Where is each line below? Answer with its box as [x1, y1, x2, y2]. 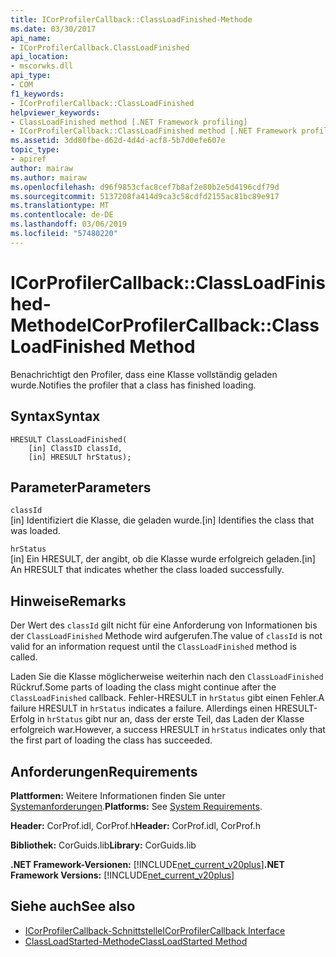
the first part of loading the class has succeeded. [10, 734, 213, 746]
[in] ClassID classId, [28, 443, 123, 453]
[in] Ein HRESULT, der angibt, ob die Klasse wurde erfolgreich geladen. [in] [10, 553, 316, 565]
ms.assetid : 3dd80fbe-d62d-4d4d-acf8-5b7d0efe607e [10, 136, 226, 146]
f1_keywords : [10, 89, 65, 99]
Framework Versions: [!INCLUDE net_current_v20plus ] [10, 869, 235, 881]
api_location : [10, 52, 70, 62]
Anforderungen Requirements [10, 763, 198, 780]
